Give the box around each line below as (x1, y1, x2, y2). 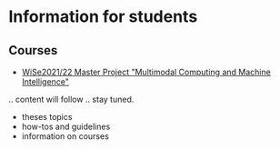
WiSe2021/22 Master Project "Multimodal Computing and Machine (21, 66, 272, 77)
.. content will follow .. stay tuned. (8, 94, 135, 104)
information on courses (21, 131, 110, 142)
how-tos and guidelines (21, 121, 111, 132)
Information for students (8, 6, 198, 27)
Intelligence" (21, 76, 70, 87)
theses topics (21, 112, 73, 122)
